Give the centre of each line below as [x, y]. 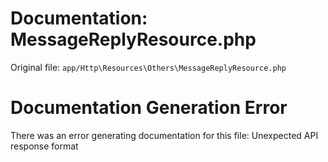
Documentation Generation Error [149, 108]
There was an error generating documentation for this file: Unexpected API [164, 135]
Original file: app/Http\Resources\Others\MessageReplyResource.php [148, 67]
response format [44, 146]
